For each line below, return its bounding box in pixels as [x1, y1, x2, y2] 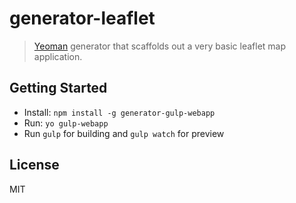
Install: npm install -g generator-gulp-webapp [23, 106, 216, 118]
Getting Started [9, 80, 108, 97]
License [9, 157, 60, 174]
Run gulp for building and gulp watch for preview [23, 127, 225, 139]
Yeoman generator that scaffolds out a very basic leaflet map [33, 40, 287, 52]
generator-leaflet [9, 7, 156, 30]
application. [33, 50, 83, 62]
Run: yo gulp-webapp [23, 117, 109, 129]
